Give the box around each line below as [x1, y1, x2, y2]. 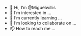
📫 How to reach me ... [9, 26, 55, 31]
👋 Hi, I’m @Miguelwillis [9, 5, 56, 10]
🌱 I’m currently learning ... [9, 15, 62, 20]
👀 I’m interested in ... [9, 10, 52, 16]
